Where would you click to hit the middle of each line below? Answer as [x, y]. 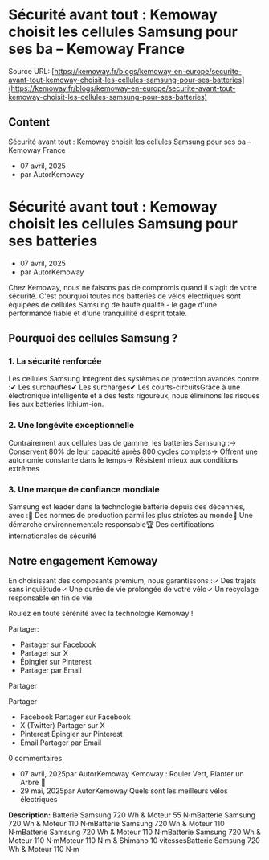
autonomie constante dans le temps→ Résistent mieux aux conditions [123, 459]
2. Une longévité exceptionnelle [71, 426]
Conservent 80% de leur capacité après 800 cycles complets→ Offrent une [133, 451]
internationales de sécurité [53, 536]
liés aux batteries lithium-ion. [56, 405]
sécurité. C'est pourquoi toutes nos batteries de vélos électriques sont [125, 296]
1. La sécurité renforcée [55, 361]
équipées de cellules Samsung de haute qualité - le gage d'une [113, 304]
